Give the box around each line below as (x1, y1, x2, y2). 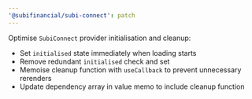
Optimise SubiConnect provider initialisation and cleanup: (8, 33, 191, 42)
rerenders (19, 73, 52, 82)
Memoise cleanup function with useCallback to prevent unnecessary (19, 64, 242, 75)
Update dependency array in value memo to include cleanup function (19, 82, 245, 91)
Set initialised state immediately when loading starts (19, 48, 197, 57)
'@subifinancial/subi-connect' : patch (8, 11, 135, 20)
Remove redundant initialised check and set (19, 57, 170, 66)
